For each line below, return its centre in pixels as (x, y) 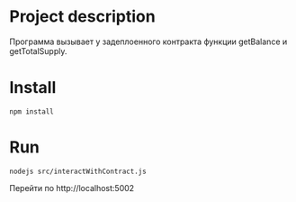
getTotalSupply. (38, 50)
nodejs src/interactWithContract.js (78, 171)
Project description (82, 17)
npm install (31, 111)
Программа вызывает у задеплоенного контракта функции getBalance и (148, 41)
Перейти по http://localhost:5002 (72, 188)
